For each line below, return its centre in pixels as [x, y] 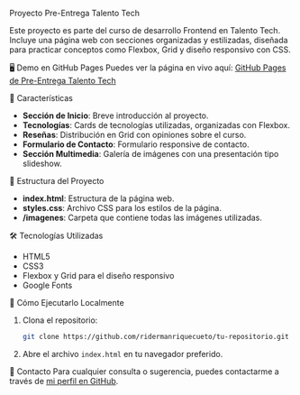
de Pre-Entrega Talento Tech [63, 81]
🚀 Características [41, 98]
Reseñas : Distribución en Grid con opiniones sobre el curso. [134, 135]
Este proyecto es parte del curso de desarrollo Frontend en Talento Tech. [145, 30]
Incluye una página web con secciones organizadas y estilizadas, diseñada [149, 40]
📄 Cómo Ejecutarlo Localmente [67, 303]
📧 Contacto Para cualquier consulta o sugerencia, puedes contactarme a [144, 371]
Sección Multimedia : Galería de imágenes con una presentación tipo [150, 154]
